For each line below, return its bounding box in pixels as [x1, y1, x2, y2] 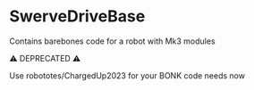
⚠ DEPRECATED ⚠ [9, 53, 81, 63]
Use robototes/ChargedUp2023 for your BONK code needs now [9, 70, 246, 81]
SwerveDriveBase [9, 6, 146, 27]
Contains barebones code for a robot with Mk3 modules [9, 36, 216, 46]
